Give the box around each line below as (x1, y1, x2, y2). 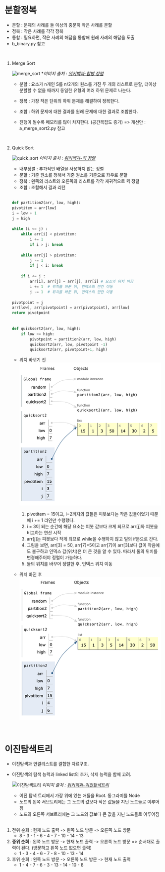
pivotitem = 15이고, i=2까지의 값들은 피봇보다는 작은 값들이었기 (26, 511, 149, 517)
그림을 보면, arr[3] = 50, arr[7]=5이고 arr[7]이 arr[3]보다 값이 (26, 542, 147, 548)
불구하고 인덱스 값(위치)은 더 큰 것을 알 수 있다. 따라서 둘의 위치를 (32, 548, 158, 554)
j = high (11, 216, 30, 221)
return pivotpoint (11, 311, 50, 316)
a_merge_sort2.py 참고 (19, 125, 65, 131)
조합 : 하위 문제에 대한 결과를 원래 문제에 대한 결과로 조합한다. (19, 108, 138, 114)
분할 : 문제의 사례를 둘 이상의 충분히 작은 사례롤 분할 (11, 22, 112, 28)
